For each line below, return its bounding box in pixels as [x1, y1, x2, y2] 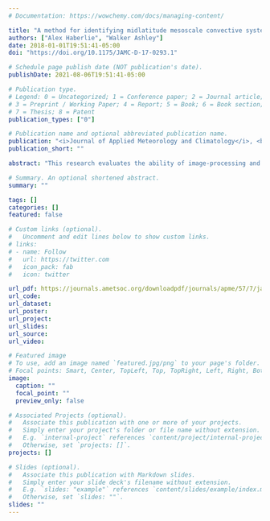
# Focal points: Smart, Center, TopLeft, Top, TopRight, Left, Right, [8, 367, 250, 375]
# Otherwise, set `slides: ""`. [8, 493, 125, 502]
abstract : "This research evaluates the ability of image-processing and [8, 159, 261, 167]
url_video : [8, 337, 45, 345]
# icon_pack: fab [8, 263, 74, 271]
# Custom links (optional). [8, 225, 103, 234]
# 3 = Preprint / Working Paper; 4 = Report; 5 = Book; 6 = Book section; [8, 100, 264, 109]
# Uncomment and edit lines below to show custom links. [8, 233, 211, 242]
